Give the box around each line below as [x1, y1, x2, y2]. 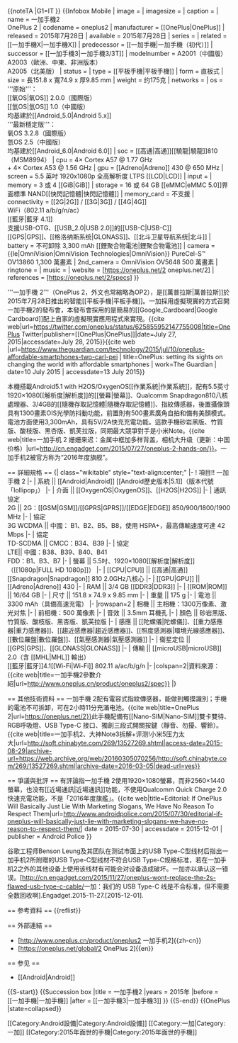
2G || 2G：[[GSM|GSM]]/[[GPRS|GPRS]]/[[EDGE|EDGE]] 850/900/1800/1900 [7, 504, 231, 512]
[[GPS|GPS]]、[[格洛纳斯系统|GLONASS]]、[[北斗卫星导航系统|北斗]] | [7, 232, 211, 241]
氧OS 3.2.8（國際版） [7, 129, 70, 137]
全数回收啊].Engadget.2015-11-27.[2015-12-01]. [7, 891, 144, 899]
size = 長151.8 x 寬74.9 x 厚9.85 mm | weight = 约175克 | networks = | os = [7, 76, 223, 84]
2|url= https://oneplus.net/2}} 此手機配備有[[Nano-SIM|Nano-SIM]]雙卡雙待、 [7, 712, 231, 721]
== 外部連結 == [7, 921, 52, 930]
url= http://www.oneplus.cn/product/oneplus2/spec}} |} [15, 680, 177, 687]
